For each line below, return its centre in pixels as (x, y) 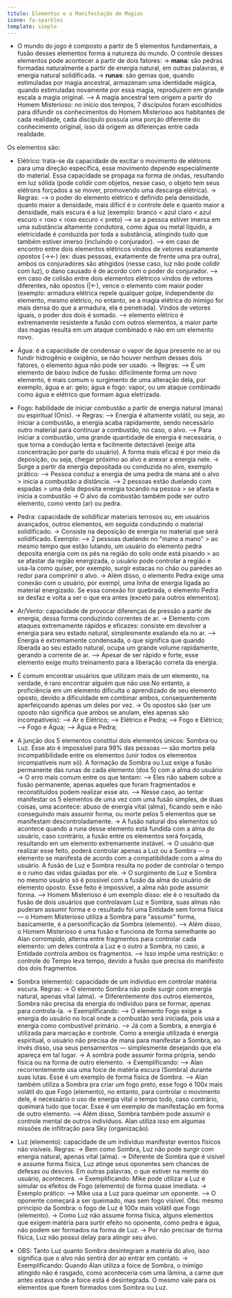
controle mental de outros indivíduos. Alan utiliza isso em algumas (111, 1121)
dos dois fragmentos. (47, 968)
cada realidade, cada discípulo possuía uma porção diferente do (108, 120)
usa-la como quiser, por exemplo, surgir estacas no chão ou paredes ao (119, 568)
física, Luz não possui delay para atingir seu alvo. (87, 1237)
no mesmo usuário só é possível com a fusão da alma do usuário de (114, 880)
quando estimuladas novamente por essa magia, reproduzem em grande (120, 90)
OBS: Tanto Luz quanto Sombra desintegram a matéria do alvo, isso (113, 1251)
